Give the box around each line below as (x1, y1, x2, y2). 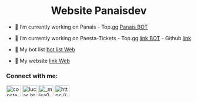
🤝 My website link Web (14, 57, 71, 64)
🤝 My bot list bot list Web (14, 45, 75, 53)
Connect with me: (6, 72, 58, 80)
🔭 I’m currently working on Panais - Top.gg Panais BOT (14, 23, 148, 30)
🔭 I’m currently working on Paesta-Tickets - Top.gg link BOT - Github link (14, 34, 192, 41)
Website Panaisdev (51, 4, 147, 17)
